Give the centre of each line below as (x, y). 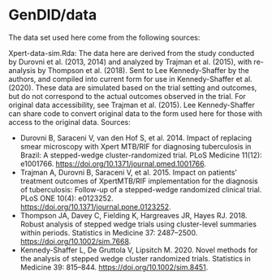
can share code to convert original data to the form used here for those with (135, 113)
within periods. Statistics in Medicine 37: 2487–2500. (109, 232)
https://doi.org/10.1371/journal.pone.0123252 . (96, 207)
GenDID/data (53, 15)
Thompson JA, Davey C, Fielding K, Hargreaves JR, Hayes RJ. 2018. (134, 215)
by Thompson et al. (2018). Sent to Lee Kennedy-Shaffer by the (143, 70)
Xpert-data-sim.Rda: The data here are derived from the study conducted (132, 53)
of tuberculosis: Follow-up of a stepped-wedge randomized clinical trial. (141, 189)
